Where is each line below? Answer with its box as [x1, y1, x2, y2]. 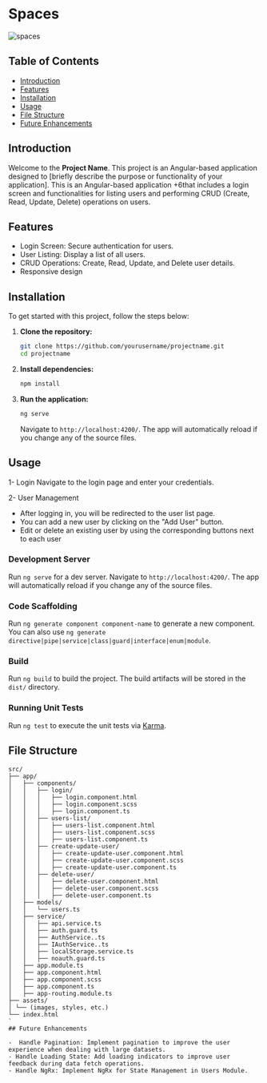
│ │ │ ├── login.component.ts [8, 807, 130, 815]
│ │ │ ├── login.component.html [8, 793, 137, 801]
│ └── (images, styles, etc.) [8, 1003, 110, 1012]
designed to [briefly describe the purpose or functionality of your [8, 171, 223, 181]
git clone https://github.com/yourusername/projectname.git [19, 342, 225, 351]
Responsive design [19, 267, 83, 276]
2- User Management [8, 493, 79, 502]
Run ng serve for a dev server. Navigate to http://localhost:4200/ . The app [8, 572, 260, 582]
